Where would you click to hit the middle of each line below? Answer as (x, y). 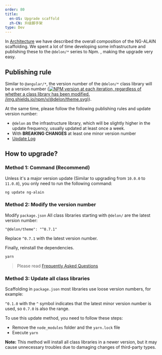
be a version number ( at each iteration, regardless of (73, 89)
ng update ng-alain (25, 192)
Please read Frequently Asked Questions (57, 266)
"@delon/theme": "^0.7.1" (31, 229)
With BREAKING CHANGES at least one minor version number (74, 133)
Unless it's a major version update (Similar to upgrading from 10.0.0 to (75, 178)
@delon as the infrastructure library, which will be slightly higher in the (81, 123)
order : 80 (15, 9)
